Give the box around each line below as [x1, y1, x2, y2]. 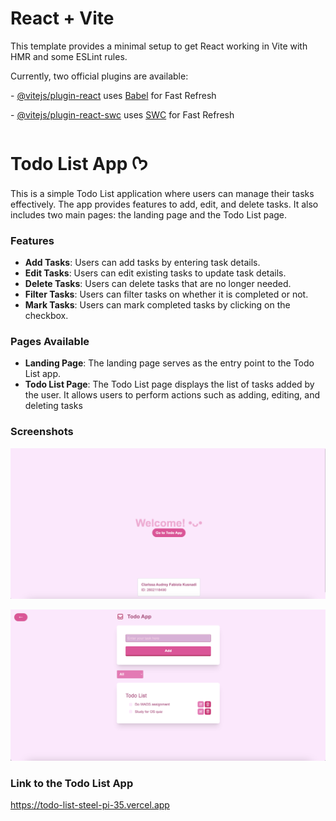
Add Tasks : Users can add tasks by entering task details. [24, 257, 261, 269]
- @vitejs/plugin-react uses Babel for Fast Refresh [10, 89, 217, 101]
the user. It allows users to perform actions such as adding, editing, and [24, 389, 321, 401]
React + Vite [10, 7, 115, 30]
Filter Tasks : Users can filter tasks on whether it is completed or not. [24, 288, 309, 301]
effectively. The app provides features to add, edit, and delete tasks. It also [10, 198, 319, 210]
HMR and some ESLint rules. [10, 50, 128, 62]
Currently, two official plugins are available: [10, 70, 189, 82]
